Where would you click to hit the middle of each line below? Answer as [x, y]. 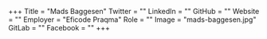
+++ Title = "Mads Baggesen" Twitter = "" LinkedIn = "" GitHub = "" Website [134, 11]
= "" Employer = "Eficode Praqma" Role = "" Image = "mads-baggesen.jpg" [132, 19]
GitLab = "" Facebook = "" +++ [59, 28]
